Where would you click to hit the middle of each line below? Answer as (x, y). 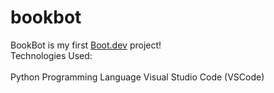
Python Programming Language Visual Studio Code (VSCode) (137, 77)
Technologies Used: (51, 55)
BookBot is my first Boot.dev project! (86, 45)
